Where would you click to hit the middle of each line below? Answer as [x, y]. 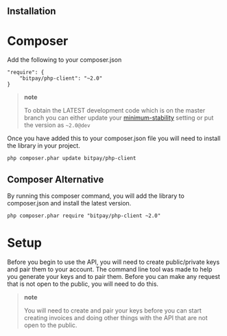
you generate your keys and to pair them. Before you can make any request [114, 277]
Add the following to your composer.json [64, 60]
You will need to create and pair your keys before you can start [113, 311]
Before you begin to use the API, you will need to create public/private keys [113, 262]
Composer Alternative [56, 179]
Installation [32, 11]
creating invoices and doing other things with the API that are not [116, 318]
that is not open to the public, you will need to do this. [83, 284]
